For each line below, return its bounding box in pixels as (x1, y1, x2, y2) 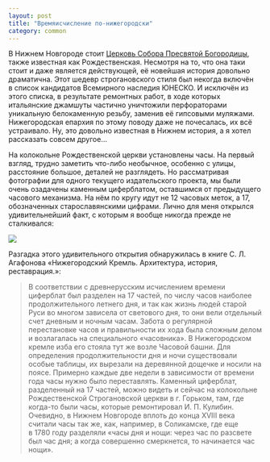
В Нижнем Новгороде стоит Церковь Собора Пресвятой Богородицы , (8, 49, 250, 59)
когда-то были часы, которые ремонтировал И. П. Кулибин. (27, 402, 235, 412)
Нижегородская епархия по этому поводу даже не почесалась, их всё (8, 118, 252, 127)
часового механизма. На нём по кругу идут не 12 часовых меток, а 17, (8, 193, 251, 202)
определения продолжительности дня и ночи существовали (27, 351, 238, 360)
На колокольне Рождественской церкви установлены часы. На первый (8, 150, 255, 160)
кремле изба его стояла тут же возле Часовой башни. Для (27, 342, 231, 352)
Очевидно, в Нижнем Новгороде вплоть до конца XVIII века (27, 410, 235, 420)
